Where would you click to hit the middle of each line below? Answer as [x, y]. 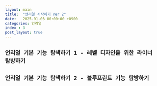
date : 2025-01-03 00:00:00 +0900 [41, 19]
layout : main [18, 10]
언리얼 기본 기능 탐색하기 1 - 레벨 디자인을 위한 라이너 [79, 53]
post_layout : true [24, 32]
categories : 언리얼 [23, 23]
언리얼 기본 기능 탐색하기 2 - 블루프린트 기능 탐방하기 [77, 78]
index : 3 [15, 28]
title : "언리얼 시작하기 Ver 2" [36, 14]
